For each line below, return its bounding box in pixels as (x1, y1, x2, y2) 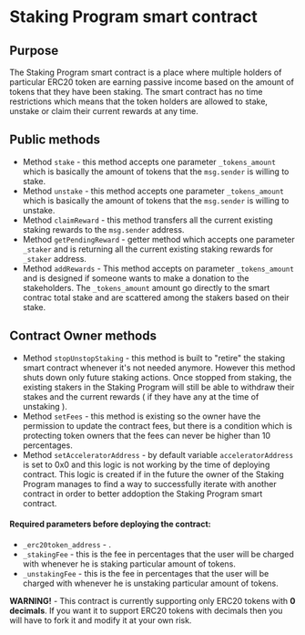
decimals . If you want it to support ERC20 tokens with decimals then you (9, 605, 283, 616)
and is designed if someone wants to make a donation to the (22, 272, 249, 284)
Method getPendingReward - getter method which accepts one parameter (22, 234, 296, 245)
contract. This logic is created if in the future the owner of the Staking (22, 468, 285, 480)
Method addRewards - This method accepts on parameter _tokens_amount (22, 263, 294, 274)
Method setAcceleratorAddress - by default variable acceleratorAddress (22, 449, 294, 460)
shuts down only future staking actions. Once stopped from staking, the (22, 371, 292, 382)
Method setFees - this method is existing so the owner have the (22, 411, 261, 422)
